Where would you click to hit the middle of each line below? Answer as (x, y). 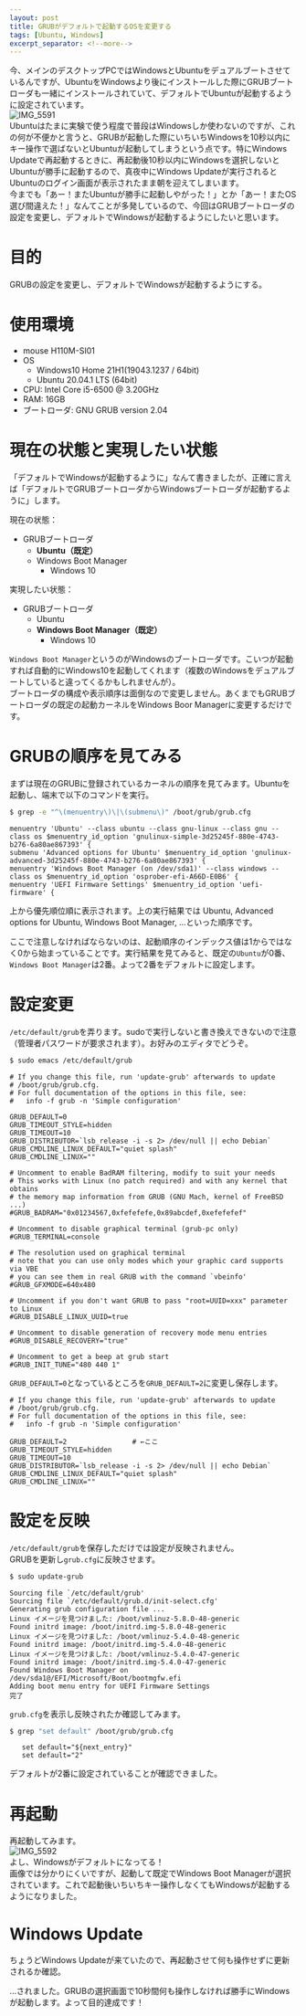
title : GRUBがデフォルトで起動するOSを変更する (90, 26)
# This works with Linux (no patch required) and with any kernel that (148, 1181)
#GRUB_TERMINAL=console (55, 1237)
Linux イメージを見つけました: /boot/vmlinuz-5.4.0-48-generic (125, 1636)
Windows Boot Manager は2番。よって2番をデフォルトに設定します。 (135, 964)
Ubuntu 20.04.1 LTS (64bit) (87, 380)
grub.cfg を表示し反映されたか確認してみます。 (97, 1714)
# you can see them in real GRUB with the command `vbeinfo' (128, 1277)
